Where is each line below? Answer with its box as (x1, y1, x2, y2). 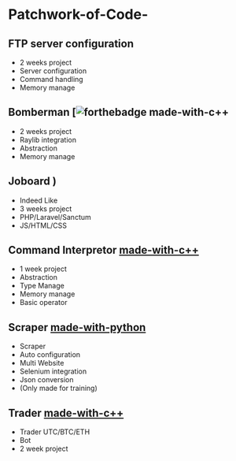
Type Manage (19, 281, 65, 291)
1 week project (19, 264, 67, 273)
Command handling (19, 75, 84, 84)
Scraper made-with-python (8, 321, 146, 334)
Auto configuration (19, 350, 81, 359)
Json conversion (19, 375, 74, 385)
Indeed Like (19, 195, 58, 205)
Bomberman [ (8, 106, 76, 119)
